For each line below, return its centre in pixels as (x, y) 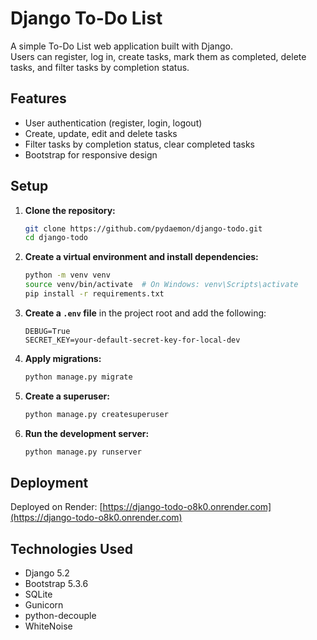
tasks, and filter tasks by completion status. (100, 67)
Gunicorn (44, 605)
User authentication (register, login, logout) (113, 123)
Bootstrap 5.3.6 (56, 584)
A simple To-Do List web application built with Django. (122, 46)
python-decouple (60, 616)
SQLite (38, 594)
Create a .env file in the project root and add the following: (145, 313)
